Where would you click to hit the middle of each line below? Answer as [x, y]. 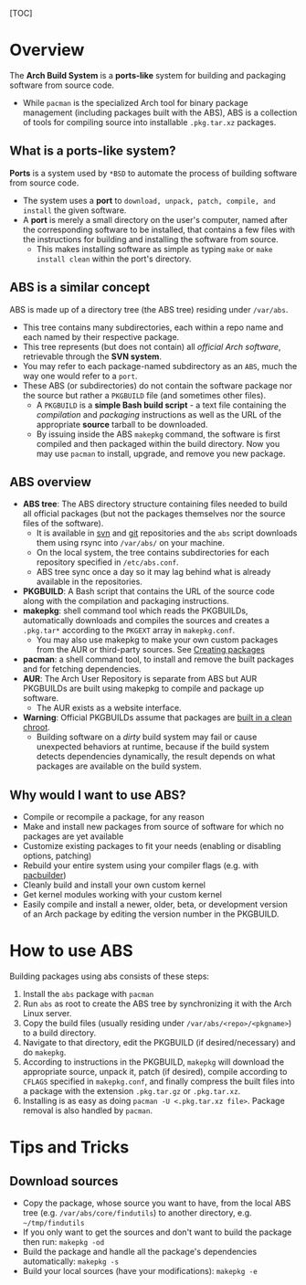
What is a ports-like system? [93, 151]
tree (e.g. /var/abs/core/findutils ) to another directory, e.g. [137, 1213]
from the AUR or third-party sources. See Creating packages [151, 650]
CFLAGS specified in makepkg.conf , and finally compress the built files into [158, 1081]
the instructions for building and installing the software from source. [150, 239]
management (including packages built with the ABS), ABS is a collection [160, 112]
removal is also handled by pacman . [88, 1110]
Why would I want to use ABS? [98, 795]
